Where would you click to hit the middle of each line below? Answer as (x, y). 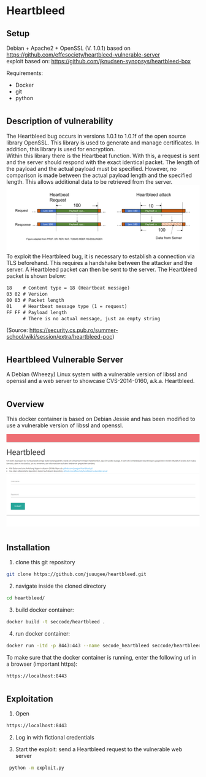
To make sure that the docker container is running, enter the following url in (101, 657)
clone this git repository (45, 562)
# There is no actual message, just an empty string (91, 318)
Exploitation (30, 699)
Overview (25, 404)
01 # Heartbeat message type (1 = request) (67, 306)
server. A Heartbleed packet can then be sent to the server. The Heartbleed (102, 269)
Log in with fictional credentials (55, 738)
